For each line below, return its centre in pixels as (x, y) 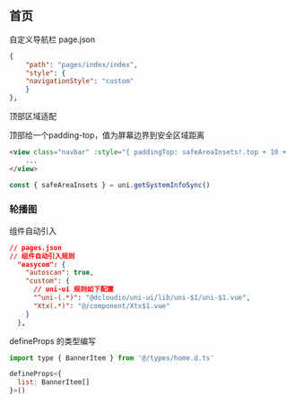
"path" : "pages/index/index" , (82, 64)
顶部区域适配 (33, 116)
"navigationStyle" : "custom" (80, 81)
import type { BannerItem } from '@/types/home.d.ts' (112, 358)
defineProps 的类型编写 (53, 341)
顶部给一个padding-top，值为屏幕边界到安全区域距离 (107, 135)
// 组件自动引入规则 (42, 256)
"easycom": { (42, 264)
